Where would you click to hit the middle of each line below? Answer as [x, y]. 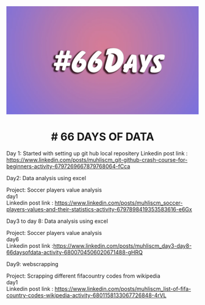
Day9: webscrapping [33, 264]
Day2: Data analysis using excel [46, 178]
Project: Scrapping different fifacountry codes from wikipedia [83, 276]
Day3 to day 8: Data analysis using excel [57, 221]
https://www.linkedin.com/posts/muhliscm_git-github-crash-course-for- [97, 160]
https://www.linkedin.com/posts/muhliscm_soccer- [119, 203]
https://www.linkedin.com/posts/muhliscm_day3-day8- [122, 246]
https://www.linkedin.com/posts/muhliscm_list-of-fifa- [123, 289]
